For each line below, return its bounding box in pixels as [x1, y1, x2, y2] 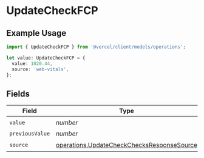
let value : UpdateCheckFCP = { [6, 55, 86, 61]
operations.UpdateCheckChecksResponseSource [55, 140, 198, 149]
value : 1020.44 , [12, 60, 53, 67]
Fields [6, 89, 30, 99]
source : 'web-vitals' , [12, 66, 69, 72]
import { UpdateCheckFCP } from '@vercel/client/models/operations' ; [6, 44, 186, 50]
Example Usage [6, 28, 67, 38]
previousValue [9, 130, 50, 137]
